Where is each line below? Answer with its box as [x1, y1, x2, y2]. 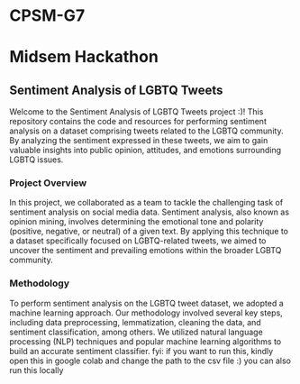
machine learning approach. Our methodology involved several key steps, [9, 307, 284, 318]
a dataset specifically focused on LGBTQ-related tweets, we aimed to [9, 235, 267, 246]
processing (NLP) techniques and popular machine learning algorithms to [9, 335, 282, 347]
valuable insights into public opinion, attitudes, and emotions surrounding [9, 145, 282, 156]
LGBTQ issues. [9, 154, 64, 165]
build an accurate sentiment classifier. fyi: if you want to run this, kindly [9, 345, 274, 356]
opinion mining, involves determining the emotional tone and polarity [9, 216, 264, 227]
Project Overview [9, 177, 87, 189]
